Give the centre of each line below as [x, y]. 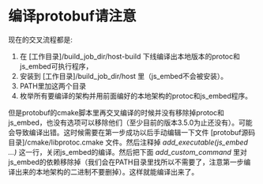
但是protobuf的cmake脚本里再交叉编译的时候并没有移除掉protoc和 [116, 112]
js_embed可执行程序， [56, 66]
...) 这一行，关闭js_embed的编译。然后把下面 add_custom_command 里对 [128, 152]
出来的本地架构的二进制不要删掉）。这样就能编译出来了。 [107, 171]
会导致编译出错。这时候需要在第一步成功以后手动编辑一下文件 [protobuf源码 [131, 132]
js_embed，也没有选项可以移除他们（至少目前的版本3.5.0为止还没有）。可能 [130, 122]
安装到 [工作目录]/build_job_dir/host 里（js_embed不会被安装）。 [123, 76]
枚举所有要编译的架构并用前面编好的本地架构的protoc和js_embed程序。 [136, 96]
